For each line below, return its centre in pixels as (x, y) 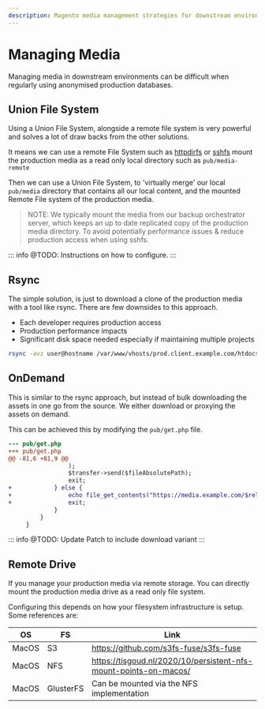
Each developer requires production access (90, 323)
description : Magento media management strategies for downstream (119, 15)
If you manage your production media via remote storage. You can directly (129, 584)
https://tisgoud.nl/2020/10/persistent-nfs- (172, 661)
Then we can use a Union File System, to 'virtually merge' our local (117, 183)
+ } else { (45, 488)
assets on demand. (39, 414)
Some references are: (43, 615)
